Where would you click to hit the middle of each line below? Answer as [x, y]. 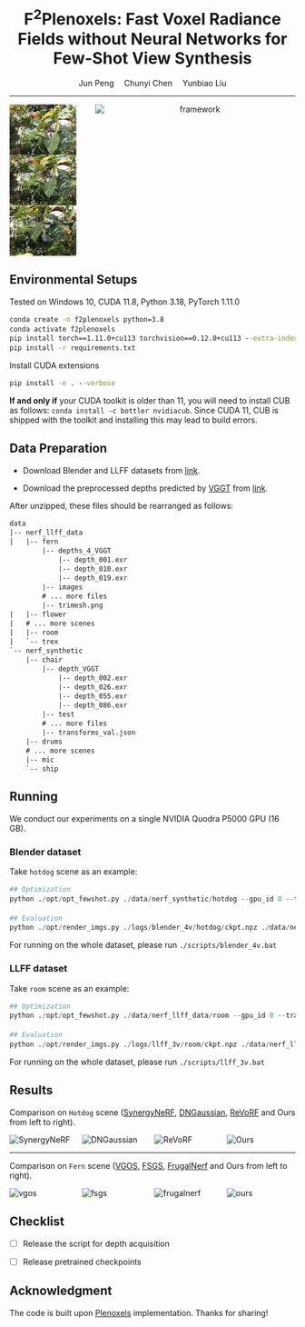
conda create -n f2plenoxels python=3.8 [87, 319]
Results [31, 1090]
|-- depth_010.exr [93, 569]
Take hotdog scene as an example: [74, 871]
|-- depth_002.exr [93, 678]
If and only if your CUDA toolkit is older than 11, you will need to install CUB [150, 400]
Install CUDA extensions [54, 365]
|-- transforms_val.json [89, 733]
